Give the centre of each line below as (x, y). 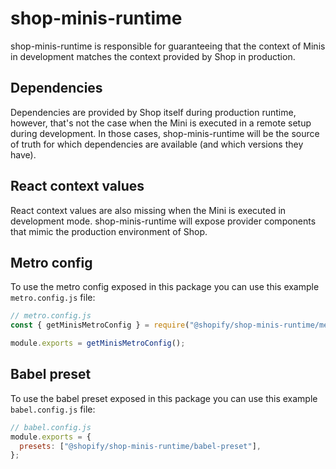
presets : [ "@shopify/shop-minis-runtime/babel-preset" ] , (140, 446)
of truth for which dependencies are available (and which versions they (157, 144)
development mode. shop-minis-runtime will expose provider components (163, 221)
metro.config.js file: (53, 298)
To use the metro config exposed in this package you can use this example (165, 287)
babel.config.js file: (53, 409)
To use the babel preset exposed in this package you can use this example (164, 398)
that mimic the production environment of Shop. (109, 231)
